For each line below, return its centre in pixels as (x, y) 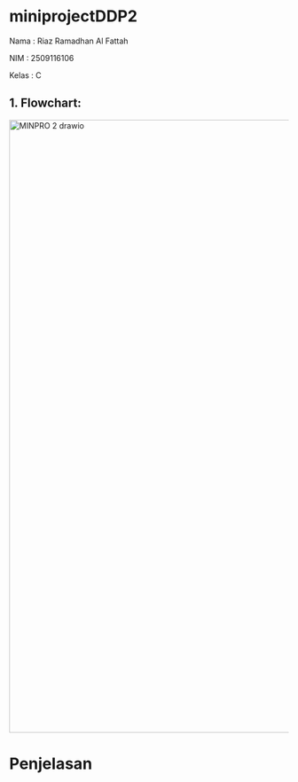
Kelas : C (25, 75)
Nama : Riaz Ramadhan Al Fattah (69, 41)
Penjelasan (51, 763)
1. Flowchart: (45, 103)
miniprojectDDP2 (73, 16)
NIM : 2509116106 (42, 58)
